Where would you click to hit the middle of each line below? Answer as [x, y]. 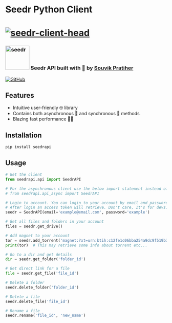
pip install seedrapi [28, 147]
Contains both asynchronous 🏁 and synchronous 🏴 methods [76, 114]
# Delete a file [23, 297]
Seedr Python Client [49, 10]
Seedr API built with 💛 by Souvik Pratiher [82, 68]
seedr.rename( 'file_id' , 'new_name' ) [46, 316]
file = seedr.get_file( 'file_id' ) [42, 274]
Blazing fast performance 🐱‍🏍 [43, 119]
